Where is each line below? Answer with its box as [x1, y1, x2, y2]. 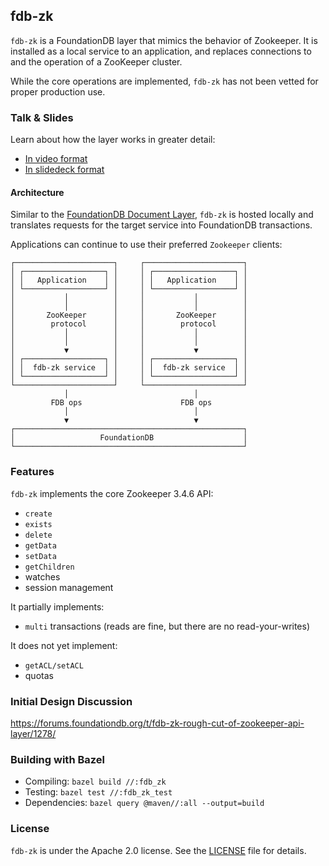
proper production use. [10, 85, 106, 98]
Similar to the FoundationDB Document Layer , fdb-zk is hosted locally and [10, 209, 314, 221]
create [24, 509, 53, 519]
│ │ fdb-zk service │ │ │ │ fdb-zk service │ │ [10, 363, 248, 373]
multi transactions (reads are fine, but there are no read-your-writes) [24, 620, 311, 632]
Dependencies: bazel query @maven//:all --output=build [24, 797, 265, 809]
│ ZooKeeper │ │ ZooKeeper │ [10, 310, 248, 321]
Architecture [10, 186, 65, 198]
